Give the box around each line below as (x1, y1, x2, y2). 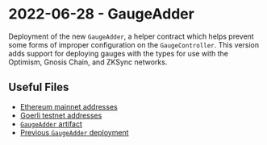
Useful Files (8, 81, 69, 94)
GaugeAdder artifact (19, 118, 83, 129)
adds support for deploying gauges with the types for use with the (8, 48, 228, 58)
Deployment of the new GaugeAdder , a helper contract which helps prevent (8, 31, 254, 41)
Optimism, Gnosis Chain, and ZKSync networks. (8, 57, 168, 67)
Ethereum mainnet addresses (19, 101, 119, 111)
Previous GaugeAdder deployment (19, 127, 129, 137)
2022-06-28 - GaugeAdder (8, 5, 195, 23)
